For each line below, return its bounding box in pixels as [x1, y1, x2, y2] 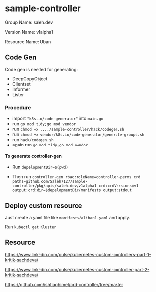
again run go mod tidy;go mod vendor [12, 142, 88, 148]
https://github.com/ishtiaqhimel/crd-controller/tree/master [5, 281, 123, 287]
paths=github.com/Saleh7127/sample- [12, 179, 88, 184]
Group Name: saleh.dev [5, 19, 53, 25]
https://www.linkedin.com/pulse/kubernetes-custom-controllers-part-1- [5, 251, 152, 257]
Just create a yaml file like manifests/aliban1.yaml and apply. [5, 215, 131, 220]
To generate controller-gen [5, 153, 62, 159]
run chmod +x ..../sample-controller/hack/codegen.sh [12, 126, 125, 132]
